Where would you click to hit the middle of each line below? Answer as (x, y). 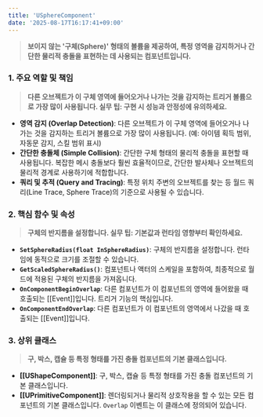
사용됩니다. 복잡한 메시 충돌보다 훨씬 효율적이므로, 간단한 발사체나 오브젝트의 (137, 163)
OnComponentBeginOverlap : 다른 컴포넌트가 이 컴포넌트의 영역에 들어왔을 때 (134, 289)
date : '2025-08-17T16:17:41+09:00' (66, 23)
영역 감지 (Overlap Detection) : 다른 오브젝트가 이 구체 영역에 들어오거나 (130, 123)
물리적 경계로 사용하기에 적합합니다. (74, 172)
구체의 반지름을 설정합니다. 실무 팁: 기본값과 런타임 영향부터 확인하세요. (135, 233)
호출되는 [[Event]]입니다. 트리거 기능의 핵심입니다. (96, 298)
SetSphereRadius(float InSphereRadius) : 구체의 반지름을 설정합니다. (127, 250)
